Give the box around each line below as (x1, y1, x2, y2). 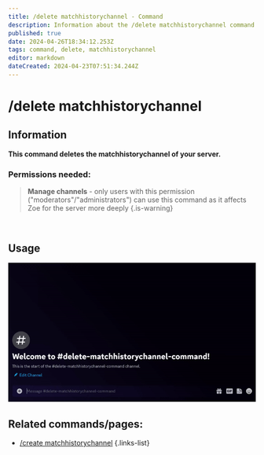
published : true (8, 29, 61, 37)
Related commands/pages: (8, 417, 144, 431)
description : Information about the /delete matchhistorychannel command (8, 20, 255, 29)
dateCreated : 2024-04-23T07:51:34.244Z (8, 63, 139, 71)
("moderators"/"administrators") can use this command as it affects (27, 195, 247, 204)
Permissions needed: (8, 169, 91, 180)
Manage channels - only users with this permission (27, 187, 195, 196)
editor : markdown (8, 54, 65, 62)
